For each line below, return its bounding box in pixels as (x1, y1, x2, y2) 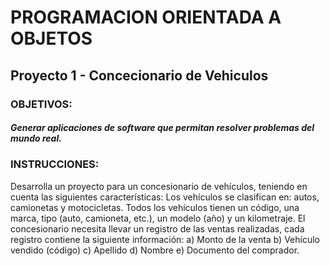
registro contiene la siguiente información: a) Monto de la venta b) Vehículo (10, 233, 320, 245)
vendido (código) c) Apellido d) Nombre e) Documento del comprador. (10, 244, 300, 256)
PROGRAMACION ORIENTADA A (10, 6, 282, 29)
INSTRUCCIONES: (10, 157, 100, 171)
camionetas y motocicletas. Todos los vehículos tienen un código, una (10, 201, 300, 213)
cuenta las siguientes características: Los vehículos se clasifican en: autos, (10, 191, 320, 203)
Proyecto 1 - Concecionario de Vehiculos (10, 67, 269, 84)
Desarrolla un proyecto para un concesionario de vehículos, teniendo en (10, 180, 308, 192)
